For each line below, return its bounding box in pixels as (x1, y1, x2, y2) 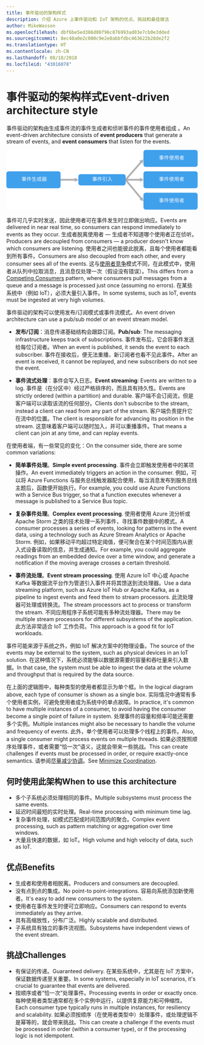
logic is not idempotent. (15, 1032, 75, 1039)
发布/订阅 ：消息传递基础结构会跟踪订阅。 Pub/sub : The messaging (15, 328, 182, 336)
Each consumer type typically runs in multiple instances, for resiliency (15, 1004, 191, 1011)
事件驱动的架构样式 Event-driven (6, 90, 170, 104)
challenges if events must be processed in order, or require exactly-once (6, 750, 188, 758)
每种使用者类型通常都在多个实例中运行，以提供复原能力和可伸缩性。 (15, 996, 186, 1004)
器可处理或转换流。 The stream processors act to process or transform (15, 601, 191, 608)
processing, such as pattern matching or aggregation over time (15, 822, 173, 829)
